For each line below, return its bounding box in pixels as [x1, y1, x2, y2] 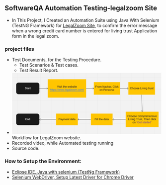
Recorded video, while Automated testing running [11, 140, 114, 146]
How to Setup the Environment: [4, 158, 82, 165]
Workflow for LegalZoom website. [11, 135, 82, 141]
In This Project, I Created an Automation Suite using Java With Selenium [11, 17, 160, 23]
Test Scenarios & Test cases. [19, 62, 79, 68]
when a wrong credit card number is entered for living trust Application [11, 27, 158, 34]
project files [4, 45, 34, 52]
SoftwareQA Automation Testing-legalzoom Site [4, 4, 158, 12]
